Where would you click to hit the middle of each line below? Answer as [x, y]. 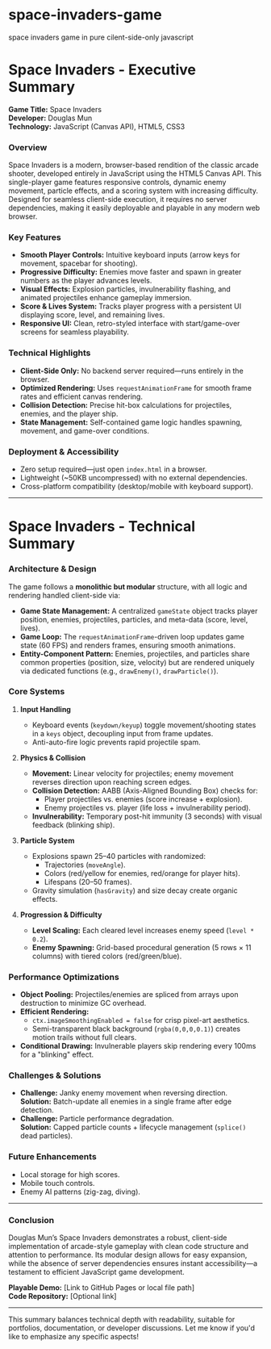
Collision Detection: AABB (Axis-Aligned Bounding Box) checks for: [145, 790]
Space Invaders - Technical [102, 527]
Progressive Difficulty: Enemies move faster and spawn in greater [131, 272]
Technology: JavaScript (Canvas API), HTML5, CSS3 [97, 126]
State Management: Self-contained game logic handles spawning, [131, 422]
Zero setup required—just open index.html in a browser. [113, 469]
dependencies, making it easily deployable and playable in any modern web [134, 208]
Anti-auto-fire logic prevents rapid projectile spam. [116, 742]
